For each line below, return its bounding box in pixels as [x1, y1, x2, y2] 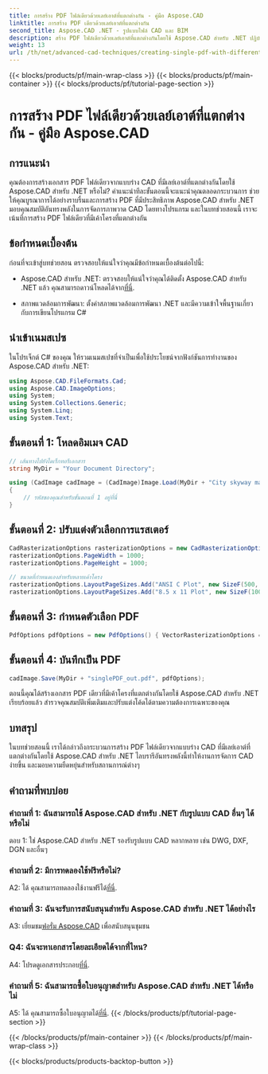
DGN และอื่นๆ [9, 844, 49, 854]
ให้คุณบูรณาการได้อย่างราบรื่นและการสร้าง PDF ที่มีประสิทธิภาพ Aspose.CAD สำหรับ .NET [9, 196, 254, 204]
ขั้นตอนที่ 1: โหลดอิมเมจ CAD [9, 436, 129, 449]
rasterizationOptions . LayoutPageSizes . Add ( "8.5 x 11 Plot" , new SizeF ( [9, 588, 251, 597]
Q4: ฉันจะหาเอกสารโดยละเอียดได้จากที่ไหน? [9, 942, 148, 953]
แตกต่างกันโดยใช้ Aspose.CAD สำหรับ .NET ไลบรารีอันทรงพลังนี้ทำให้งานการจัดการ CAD [9, 751, 254, 761]
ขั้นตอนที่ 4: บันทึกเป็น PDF [9, 653, 122, 667]
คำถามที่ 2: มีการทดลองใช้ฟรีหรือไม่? [9, 865, 122, 876]
